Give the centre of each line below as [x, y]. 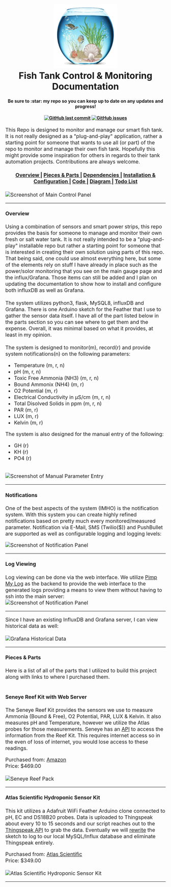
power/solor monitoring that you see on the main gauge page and [84, 271]
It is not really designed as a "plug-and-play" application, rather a [84, 136]
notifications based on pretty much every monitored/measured [80, 521]
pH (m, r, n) [27, 372]
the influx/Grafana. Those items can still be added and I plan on [81, 278]
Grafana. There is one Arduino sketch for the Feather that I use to [83, 310]
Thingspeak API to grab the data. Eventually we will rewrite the [80, 830]
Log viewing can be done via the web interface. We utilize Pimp [81, 577]
